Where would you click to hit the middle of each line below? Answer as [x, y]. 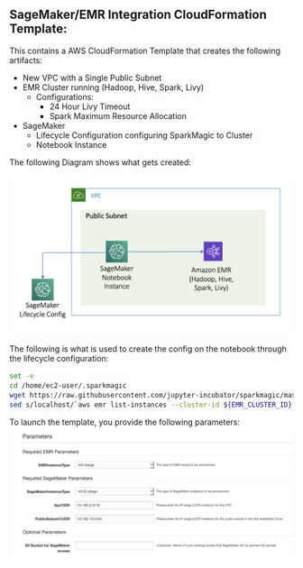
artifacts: [26, 60]
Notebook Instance [71, 144]
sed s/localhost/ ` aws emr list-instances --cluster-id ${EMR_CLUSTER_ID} [151, 405]
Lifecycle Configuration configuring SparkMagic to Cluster [144, 135]
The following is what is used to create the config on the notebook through [148, 349]
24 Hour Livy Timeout [90, 106]
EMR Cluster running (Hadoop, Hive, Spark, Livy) [113, 87]
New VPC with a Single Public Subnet [92, 78]
